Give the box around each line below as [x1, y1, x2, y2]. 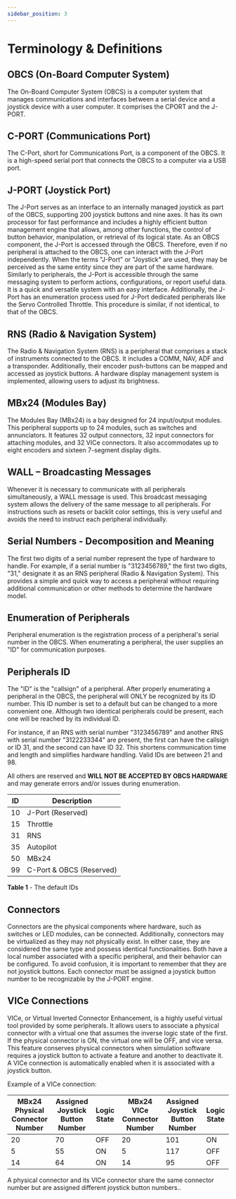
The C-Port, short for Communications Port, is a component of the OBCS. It [7, 149, 225, 157]
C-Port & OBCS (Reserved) [27, 865, 117, 875]
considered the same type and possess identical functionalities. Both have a [7, 945, 228, 953]
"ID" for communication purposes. [7, 645, 107, 654]
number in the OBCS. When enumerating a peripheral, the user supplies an [7, 638, 223, 647]
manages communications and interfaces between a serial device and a [7, 94, 216, 103]
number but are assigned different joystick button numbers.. [7, 1183, 181, 1191]
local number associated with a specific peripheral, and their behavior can [7, 952, 222, 960]
